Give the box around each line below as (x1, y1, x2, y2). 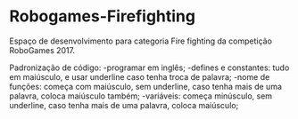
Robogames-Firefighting (9, 6, 196, 27)
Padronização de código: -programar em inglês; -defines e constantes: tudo (9, 62, 290, 73)
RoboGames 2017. (9, 44, 76, 55)
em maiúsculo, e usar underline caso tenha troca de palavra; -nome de (9, 71, 270, 82)
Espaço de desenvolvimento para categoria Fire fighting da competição (9, 36, 272, 46)
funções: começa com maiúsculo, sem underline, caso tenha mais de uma (9, 81, 283, 91)
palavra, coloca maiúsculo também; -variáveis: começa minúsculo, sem (9, 91, 273, 101)
